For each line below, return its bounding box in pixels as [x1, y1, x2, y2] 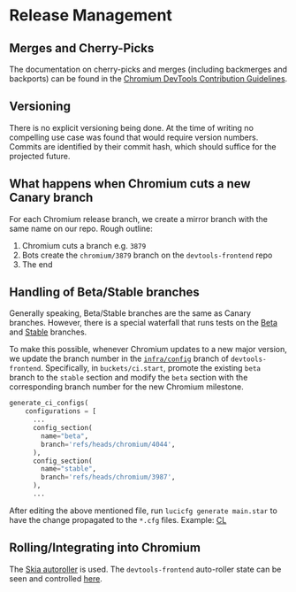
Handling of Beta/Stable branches [9, 285, 201, 300]
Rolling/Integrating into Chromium [9, 541, 201, 556]
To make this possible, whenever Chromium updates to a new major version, [9, 344, 287, 355]
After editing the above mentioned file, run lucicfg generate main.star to [9, 505, 278, 516]
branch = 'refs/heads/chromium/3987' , [41, 473, 176, 482]
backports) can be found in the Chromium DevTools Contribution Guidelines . [9, 73, 288, 84]
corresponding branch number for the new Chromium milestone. [9, 381, 245, 392]
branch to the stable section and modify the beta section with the [9, 373, 248, 383]
